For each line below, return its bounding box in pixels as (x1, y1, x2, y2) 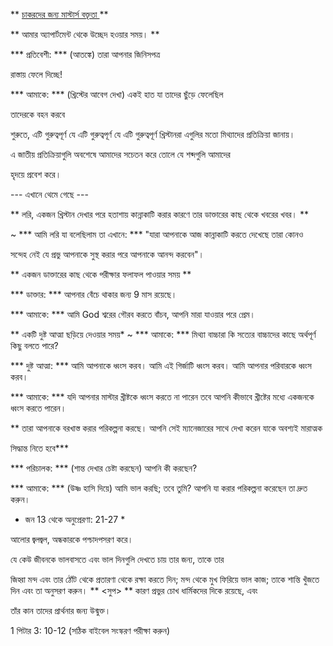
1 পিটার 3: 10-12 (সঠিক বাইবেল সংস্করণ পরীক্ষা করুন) (10, 625, 171, 636)
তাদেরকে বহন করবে (10, 109, 66, 120)
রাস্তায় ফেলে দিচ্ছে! (10, 69, 63, 80)
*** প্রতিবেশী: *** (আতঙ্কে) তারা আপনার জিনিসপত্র (10, 49, 161, 60)
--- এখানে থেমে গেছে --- (10, 189, 89, 200)
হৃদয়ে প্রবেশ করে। (10, 169, 62, 180)
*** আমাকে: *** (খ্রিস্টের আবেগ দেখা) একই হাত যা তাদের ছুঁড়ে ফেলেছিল (10, 89, 224, 100)
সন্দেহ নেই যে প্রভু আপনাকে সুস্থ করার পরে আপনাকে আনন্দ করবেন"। (10, 249, 205, 260)
